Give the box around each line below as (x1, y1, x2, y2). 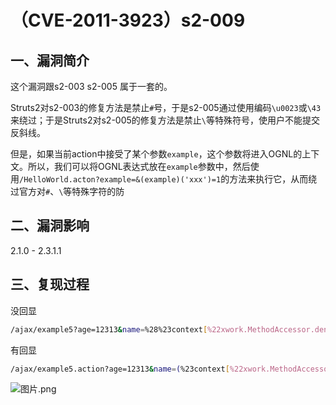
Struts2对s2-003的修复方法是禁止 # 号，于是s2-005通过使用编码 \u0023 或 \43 (10, 102, 322, 113)
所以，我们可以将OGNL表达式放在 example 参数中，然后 (27, 161, 251, 172)
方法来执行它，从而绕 (229, 173, 318, 185)
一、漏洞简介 (10, 52, 90, 69)
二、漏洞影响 (10, 217, 90, 235)
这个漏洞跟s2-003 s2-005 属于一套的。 (10, 81, 173, 92)
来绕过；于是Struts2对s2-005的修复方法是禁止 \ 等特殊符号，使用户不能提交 (10, 114, 320, 126)
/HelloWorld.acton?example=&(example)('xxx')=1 (19, 175, 222, 185)
